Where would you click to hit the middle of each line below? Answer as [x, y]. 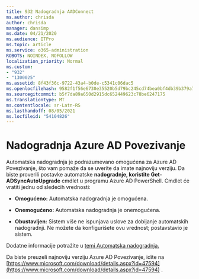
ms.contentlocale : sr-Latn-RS [44, 105]
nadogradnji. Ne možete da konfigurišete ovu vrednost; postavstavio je [101, 228]
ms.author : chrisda [30, 17]
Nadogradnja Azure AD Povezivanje [96, 145]
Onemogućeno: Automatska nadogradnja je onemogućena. [88, 210]
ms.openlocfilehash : [32, 89]
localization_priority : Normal [45, 61]
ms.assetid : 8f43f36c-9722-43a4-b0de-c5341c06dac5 [70, 84]
